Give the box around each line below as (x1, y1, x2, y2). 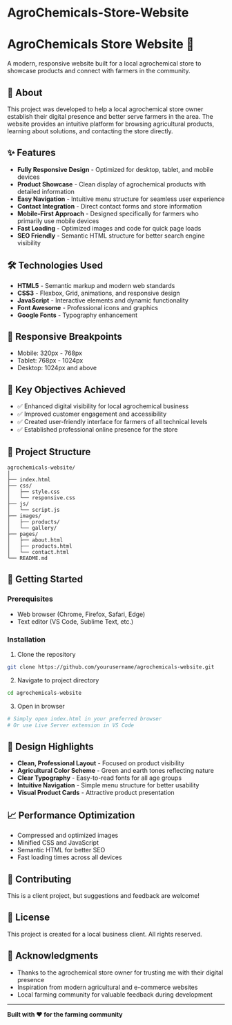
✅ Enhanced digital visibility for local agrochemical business (17, 402, 189, 410)
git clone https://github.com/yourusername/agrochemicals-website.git (7, 663, 215, 671)
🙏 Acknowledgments (7, 950, 99, 961)
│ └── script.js (7, 506, 60, 513)
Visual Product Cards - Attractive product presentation (17, 789, 175, 797)
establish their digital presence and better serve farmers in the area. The (7, 112, 214, 120)
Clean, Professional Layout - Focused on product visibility (17, 759, 185, 767)
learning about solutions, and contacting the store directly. (7, 126, 173, 135)
